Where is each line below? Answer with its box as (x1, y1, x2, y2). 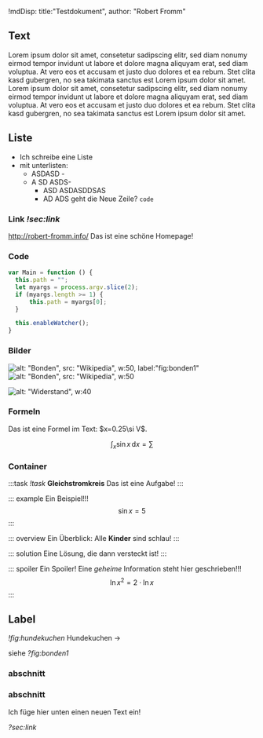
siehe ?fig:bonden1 (8, 648, 69, 658)
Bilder (8, 345, 31, 356)
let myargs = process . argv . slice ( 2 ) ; (15, 283, 139, 291)
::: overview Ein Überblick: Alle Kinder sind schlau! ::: (8, 533, 180, 543)
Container (8, 461, 47, 472)
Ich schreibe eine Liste (19, 152, 93, 162)
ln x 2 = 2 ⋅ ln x (109, 576, 155, 587)
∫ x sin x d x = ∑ (110, 439, 154, 451)
